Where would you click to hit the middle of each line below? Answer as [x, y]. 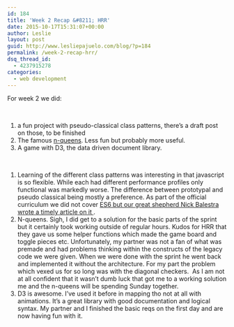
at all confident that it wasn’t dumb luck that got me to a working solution [122, 279]
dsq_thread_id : [29, 59]
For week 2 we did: [34, 99]
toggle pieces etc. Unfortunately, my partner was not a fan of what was [119, 242]
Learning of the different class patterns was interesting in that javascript [120, 175]
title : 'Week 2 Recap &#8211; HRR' [59, 20]
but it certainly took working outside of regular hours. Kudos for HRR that [122, 227]
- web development [40, 79]
